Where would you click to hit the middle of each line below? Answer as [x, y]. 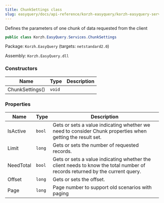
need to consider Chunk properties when [100, 131]
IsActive [17, 131]
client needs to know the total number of [99, 165]
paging [61, 193]
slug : [10, 14]
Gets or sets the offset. [79, 179]
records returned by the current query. [97, 171]
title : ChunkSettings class [34, 10]
